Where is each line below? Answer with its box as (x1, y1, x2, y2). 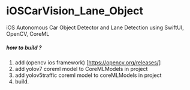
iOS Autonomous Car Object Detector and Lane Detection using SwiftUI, (6, 24, 184, 31)
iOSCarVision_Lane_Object (6, 4, 144, 18)
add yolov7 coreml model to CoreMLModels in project (14, 65, 148, 72)
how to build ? (6, 44, 42, 51)
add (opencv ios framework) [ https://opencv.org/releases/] (14, 58, 161, 66)
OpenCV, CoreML (6, 30, 50, 37)
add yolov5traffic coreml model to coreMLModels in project (14, 72, 162, 79)
